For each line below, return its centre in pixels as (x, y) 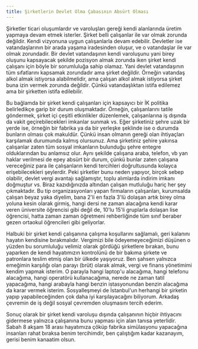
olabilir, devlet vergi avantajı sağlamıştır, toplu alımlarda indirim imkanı (90, 178)
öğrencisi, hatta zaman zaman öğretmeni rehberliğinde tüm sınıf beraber (94, 216)
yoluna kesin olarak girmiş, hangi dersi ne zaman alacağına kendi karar (92, 203)
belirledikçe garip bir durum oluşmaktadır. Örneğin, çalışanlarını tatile (90, 109)
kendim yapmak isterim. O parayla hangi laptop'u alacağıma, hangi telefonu (97, 271)
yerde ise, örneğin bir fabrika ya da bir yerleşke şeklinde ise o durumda (92, 128)
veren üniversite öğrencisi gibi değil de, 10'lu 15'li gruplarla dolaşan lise (92, 209)
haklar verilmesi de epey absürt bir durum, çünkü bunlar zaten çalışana (92, 159)
